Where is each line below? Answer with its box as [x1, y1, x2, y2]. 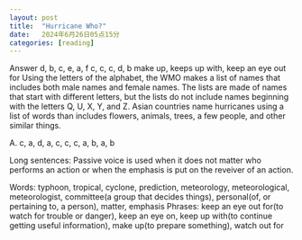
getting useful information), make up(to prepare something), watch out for [9, 220, 284, 231]
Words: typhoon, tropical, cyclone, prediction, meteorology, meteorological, [9, 182, 290, 193]
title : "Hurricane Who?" [9, 22, 106, 31]
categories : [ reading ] [9, 38, 95, 48]
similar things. [9, 120, 61, 131]
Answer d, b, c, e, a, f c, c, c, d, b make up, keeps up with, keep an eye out [9, 63, 287, 74]
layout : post [9, 13, 59, 22]
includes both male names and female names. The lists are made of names [9, 82, 288, 93]
